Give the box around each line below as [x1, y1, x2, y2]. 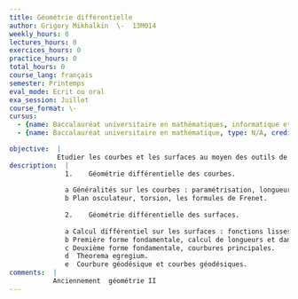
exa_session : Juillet [9, 95, 90, 105]
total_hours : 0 [9, 63, 66, 72]
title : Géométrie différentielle [9, 12, 133, 22]
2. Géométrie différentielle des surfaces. [65, 210, 240, 219]
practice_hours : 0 [9, 54, 77, 63]
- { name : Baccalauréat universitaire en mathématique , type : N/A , [17, 129, 268, 138]
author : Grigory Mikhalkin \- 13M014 [9, 21, 157, 30]
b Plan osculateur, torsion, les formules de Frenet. [65, 194, 268, 203]
